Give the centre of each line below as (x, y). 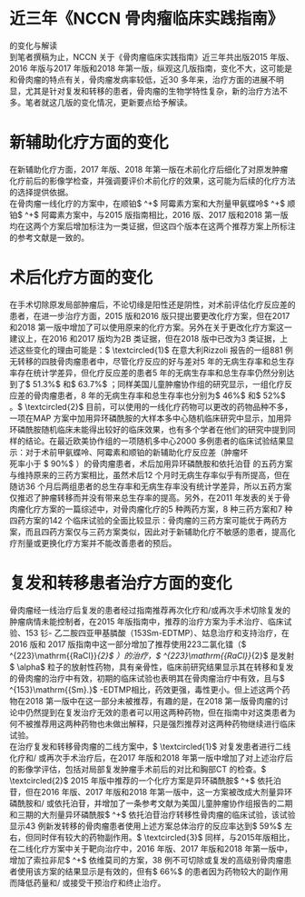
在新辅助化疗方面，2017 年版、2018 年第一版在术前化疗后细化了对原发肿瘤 (149, 169)
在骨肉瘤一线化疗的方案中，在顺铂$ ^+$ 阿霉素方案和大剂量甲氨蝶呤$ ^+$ (148, 203)
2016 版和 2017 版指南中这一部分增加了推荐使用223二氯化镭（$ (128, 644)
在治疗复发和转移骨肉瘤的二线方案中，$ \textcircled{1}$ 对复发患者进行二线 (150, 746)
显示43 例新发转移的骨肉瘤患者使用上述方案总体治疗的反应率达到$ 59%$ (146, 826)
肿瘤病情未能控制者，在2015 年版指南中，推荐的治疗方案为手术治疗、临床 (147, 621)
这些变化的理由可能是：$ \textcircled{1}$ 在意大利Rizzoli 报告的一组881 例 (155, 350)
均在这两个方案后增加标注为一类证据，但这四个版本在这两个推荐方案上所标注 (152, 226)
